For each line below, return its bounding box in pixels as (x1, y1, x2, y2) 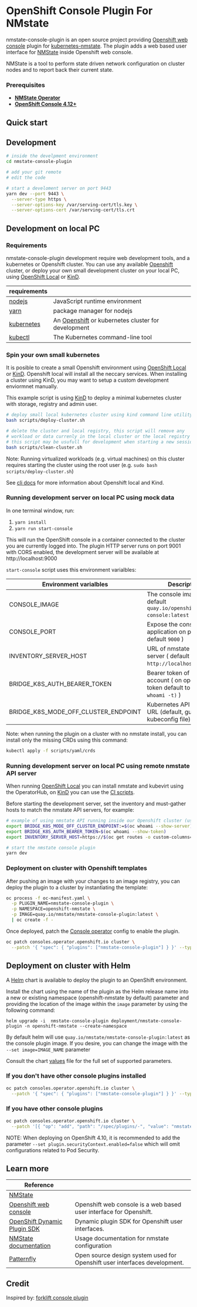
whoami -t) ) (147, 691, 181, 699)
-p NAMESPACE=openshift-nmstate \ (11, 906, 96, 912)
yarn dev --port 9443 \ (6, 191, 64, 196)
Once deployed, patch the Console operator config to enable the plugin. (6, 928, 180, 935)
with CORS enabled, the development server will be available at (6, 548, 159, 555)
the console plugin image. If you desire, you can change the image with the (6, 1039, 188, 1046)
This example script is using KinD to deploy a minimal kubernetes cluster (6, 394, 182, 401)
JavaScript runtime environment (53, 297, 142, 305)
